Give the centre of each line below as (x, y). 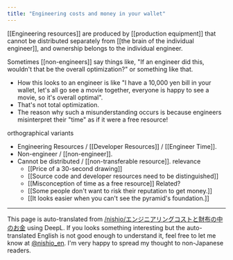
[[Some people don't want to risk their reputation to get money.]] (120, 190)
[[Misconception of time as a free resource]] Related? (104, 183)
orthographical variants (41, 133)
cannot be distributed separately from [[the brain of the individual (101, 41)
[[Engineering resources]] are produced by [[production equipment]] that (112, 33)
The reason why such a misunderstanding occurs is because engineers (119, 112)
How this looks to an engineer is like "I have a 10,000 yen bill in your (114, 82)
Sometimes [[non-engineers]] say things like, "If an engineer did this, (106, 62)
